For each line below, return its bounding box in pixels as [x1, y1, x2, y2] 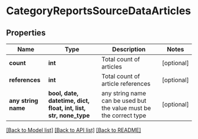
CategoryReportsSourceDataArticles [6, 4, 192, 18]
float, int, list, [48, 104, 86, 112]
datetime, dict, [48, 96, 90, 105]
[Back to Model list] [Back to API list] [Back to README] [6, 127, 141, 134]
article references [101, 80, 151, 88]
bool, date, [48, 89, 78, 97]
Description [111, 46, 146, 53]
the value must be [101, 104, 151, 112]
